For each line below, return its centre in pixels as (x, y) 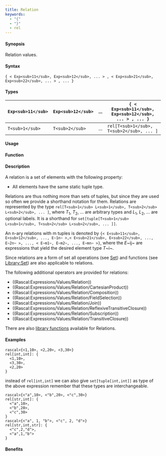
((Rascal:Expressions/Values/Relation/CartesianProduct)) (70, 287)
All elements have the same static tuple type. (58, 187)
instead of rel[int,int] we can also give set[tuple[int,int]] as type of (79, 381)
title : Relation (22, 10)
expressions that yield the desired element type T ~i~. (60, 248)
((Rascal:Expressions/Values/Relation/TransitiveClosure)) (70, 318)
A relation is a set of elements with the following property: (64, 177)
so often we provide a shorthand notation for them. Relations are (71, 202)
